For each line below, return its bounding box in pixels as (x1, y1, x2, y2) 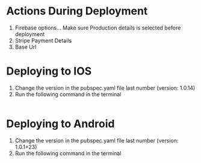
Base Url (14, 43, 37, 51)
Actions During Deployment (6, 4, 148, 18)
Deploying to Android (6, 117, 115, 131)
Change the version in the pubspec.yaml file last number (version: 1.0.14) (14, 84, 196, 91)
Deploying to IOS (6, 64, 92, 78)
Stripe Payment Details (14, 37, 72, 44)
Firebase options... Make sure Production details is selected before (14, 24, 181, 31)
